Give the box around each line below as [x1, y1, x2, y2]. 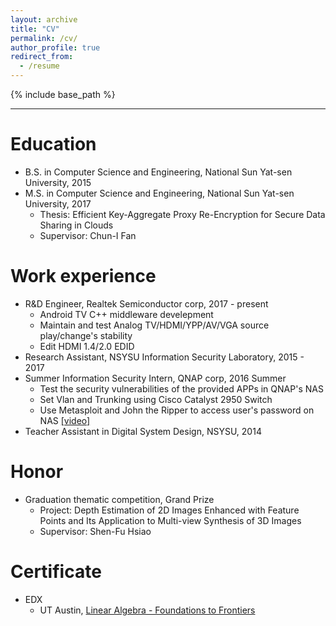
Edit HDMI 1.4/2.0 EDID [39, 340, 135, 352]
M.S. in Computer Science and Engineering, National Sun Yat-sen [24, 187, 295, 199]
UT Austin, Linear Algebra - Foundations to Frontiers [39, 604, 256, 616]
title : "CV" [10, 24, 60, 34]
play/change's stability [39, 329, 133, 341]
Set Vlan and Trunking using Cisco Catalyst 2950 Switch [39, 393, 273, 405]
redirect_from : [10, 52, 74, 62]
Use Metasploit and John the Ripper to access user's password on [39, 404, 315, 416]
